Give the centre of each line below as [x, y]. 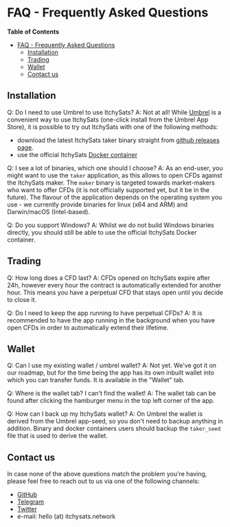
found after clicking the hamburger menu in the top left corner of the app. [111, 401]
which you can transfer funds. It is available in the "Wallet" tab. [96, 380]
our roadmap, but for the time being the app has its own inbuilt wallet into [111, 373]
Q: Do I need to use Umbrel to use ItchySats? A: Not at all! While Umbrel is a [114, 112]
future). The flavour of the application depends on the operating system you [115, 197]
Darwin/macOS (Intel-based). [49, 211]
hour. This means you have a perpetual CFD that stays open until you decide [115, 292]
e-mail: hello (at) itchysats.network [66, 517]
